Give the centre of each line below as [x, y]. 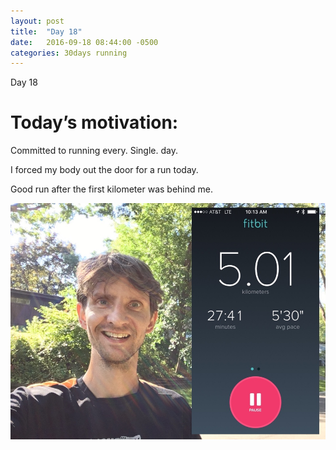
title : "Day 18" [46, 31]
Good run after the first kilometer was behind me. [111, 189]
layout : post [37, 21]
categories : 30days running [69, 53]
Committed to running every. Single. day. [94, 151]
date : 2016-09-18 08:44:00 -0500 [84, 42]
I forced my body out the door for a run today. [104, 170]
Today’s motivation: [94, 122]
